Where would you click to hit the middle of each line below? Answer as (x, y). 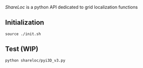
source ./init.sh (23, 34)
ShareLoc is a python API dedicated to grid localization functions (71, 7)
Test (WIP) (22, 49)
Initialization (25, 22)
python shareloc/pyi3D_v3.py (35, 60)
